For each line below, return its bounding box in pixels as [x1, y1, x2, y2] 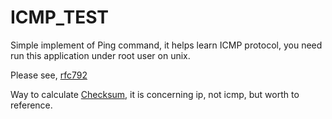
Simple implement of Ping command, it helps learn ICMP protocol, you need [10, 39, 323, 51]
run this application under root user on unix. [10, 49, 191, 61]
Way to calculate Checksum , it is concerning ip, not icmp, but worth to [10, 88, 300, 100]
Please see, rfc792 [10, 69, 88, 81]
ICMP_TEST [10, 6, 110, 29]
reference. [10, 99, 53, 111]
